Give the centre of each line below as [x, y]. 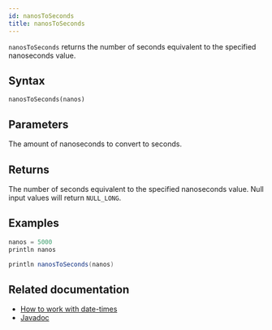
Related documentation [69, 289]
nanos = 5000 [30, 242]
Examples [34, 223]
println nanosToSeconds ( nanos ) [61, 264]
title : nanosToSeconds [47, 24]
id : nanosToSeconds [41, 16]
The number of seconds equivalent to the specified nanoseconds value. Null [136, 189]
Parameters [39, 124]
